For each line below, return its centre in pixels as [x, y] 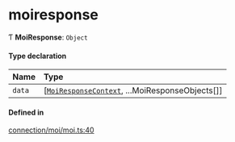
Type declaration [38, 56]
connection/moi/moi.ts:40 [51, 130]
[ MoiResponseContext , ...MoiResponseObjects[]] [133, 90]
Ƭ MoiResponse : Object [48, 37]
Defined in [26, 112]
